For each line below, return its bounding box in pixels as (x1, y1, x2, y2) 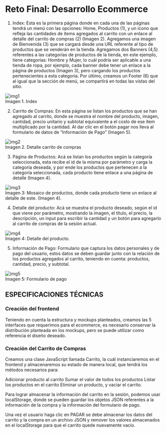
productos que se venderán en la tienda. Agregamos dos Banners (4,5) (12, 46, 158, 52)
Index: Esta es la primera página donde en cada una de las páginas (12, 20, 150, 26)
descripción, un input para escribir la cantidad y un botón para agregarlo (12, 215, 162, 221)
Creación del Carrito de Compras (5, 345, 86, 352)
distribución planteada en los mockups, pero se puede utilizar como (5, 327, 144, 333)
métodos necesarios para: (5, 367, 59, 373)
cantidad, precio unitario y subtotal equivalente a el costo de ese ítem (12, 118, 155, 124)
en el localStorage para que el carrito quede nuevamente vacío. (5, 422, 136, 428)
